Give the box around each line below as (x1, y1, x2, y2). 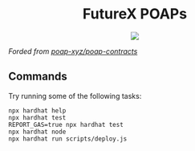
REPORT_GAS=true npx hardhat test (8, 120, 124, 129)
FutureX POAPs (83, 5, 187, 23)
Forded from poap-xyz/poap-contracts (8, 46, 138, 56)
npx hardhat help (8, 106, 67, 115)
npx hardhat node (8, 128, 67, 136)
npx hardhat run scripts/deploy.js (8, 134, 128, 143)
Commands (8, 70, 68, 84)
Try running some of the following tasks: (8, 91, 142, 100)
